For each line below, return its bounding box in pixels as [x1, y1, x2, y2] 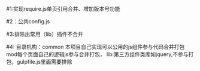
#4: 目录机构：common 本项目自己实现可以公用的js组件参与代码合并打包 [6, 44, 185, 50]
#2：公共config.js [6, 18, 50, 25]
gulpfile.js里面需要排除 [16, 58, 72, 65]
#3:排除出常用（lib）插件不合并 [6, 30, 83, 38]
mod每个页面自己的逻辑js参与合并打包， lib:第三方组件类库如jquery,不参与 [6, 51, 189, 58]
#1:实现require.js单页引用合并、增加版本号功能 [6, 5, 121, 12]
